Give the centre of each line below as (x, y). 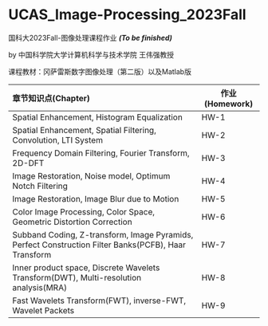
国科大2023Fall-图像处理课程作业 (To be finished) (91, 37)
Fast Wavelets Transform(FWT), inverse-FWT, (99, 300)
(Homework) (229, 104)
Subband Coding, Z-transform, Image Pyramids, (103, 234)
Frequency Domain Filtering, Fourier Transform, (101, 153)
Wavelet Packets (43, 310)
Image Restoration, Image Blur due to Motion (96, 198)
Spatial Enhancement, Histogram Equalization (98, 117)
